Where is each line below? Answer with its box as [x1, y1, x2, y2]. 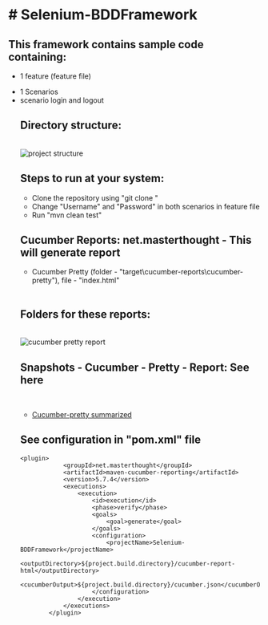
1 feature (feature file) [19, 71, 92, 81]
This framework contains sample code [8, 38, 204, 51]
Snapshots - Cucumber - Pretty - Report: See [19, 360, 250, 374]
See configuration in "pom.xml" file [19, 433, 202, 447]
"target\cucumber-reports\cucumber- [118, 267, 244, 277]
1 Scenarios [19, 87, 58, 96]
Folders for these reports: [19, 307, 150, 321]
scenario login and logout [19, 95, 104, 105]
